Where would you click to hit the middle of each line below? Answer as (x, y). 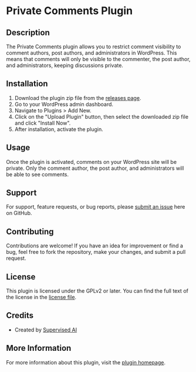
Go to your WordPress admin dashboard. (64, 104)
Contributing (30, 231)
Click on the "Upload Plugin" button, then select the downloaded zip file (102, 116)
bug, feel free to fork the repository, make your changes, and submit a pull (96, 252)
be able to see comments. (38, 174)
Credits (20, 316)
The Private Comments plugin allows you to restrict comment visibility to (94, 46)
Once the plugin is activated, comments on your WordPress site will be (92, 162)
